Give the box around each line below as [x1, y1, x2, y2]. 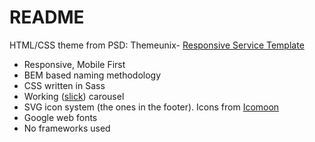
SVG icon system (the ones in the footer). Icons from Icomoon [23, 101, 280, 113]
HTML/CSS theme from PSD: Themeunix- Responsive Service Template [9, 39, 305, 51]
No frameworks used [23, 122, 111, 134]
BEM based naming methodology [23, 69, 162, 81]
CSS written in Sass [23, 79, 106, 91]
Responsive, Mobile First [23, 58, 126, 70]
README [9, 6, 85, 29]
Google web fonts [23, 111, 98, 123]
